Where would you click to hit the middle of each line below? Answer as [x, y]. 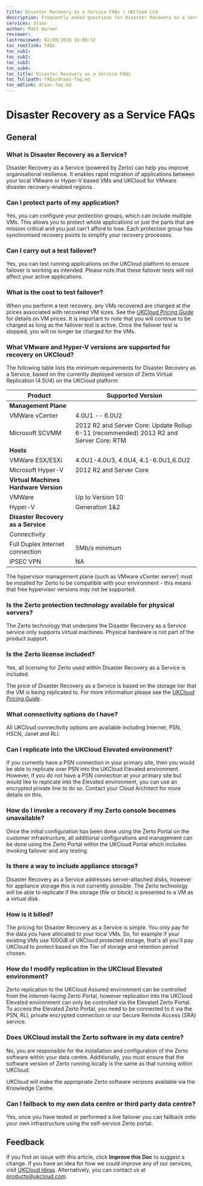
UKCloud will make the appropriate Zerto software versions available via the [101, 1081]
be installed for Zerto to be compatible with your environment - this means [99, 583]
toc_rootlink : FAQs [31, 46]
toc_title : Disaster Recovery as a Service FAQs [69, 74]
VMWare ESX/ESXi [36, 460]
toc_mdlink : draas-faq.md [39, 85]
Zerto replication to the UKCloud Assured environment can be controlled [96, 989]
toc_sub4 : [19, 68]
